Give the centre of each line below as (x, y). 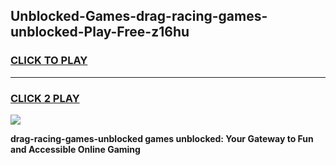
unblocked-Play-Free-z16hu (100, 32)
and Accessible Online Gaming (75, 149)
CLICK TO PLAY (49, 61)
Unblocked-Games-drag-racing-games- (139, 16)
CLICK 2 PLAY (45, 98)
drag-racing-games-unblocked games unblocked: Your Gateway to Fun (162, 138)
